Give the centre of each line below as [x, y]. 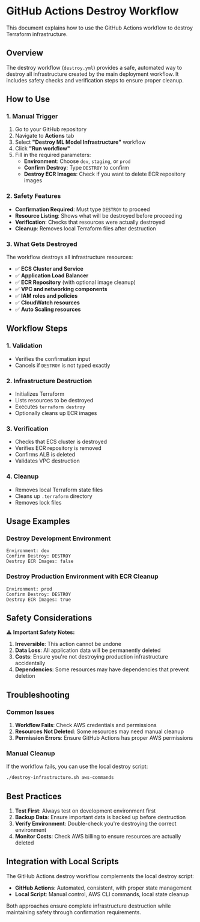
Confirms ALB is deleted [45, 455]
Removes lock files [38, 502]
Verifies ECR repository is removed [58, 448]
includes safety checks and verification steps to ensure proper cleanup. [95, 80]
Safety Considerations [49, 618]
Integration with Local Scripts [62, 862]
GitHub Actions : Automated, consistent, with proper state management [103, 888]
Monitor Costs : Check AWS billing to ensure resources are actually [98, 837]
